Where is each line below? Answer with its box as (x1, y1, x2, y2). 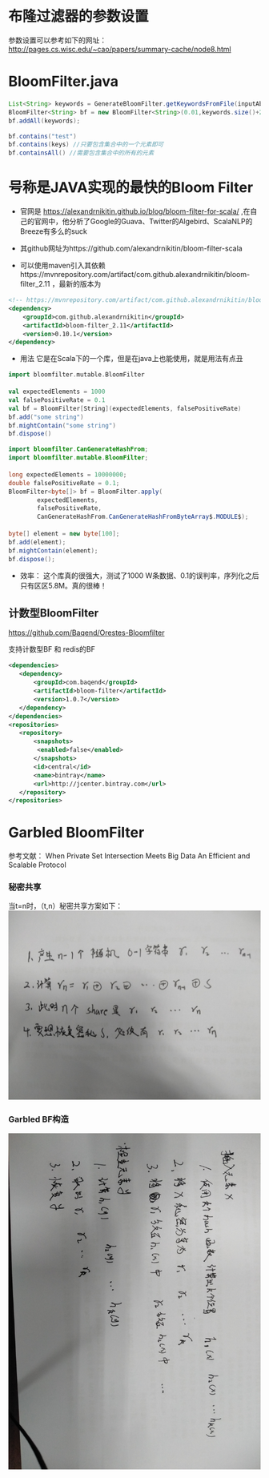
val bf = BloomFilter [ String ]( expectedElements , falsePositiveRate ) (8, 404, 242, 412)
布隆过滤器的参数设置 (8, 7, 150, 26)
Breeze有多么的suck (19, 227, 88, 236)
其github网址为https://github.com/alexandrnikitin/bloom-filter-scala (19, 243, 243, 253)
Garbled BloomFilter (8, 824, 145, 841)
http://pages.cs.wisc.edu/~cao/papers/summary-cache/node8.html (8, 44, 231, 54)
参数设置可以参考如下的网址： (8, 35, 106, 45)
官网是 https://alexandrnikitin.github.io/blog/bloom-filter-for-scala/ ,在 (19, 207, 251, 216)
